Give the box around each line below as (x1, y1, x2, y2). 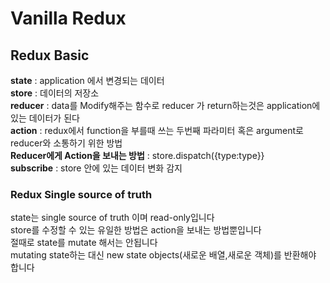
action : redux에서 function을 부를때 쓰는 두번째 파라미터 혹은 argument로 (10, 125, 305, 136)
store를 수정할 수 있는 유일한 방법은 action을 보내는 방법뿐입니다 (10, 224, 262, 236)
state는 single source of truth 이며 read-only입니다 (10, 212, 215, 224)
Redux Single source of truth (10, 187, 153, 201)
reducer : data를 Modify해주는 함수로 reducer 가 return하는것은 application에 (10, 100, 321, 111)
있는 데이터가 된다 (10, 112, 80, 124)
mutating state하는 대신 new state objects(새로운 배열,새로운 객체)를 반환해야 (10, 249, 317, 261)
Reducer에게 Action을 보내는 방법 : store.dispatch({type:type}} (10, 150, 265, 161)
